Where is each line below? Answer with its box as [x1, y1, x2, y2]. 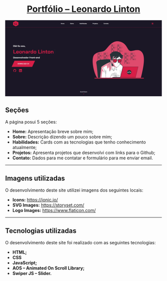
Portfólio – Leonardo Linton [26, 3, 141, 15]
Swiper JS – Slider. [12, 270, 52, 276]
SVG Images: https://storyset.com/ [12, 202, 84, 208]
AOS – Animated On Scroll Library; [12, 265, 84, 271]
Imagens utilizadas [5, 174, 66, 182]
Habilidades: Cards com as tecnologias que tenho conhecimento [12, 139, 146, 145]
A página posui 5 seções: [5, 119, 57, 125]
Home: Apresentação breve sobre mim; [12, 129, 93, 135]
